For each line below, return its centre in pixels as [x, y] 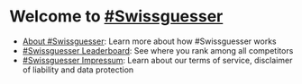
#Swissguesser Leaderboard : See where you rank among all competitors [158, 50]
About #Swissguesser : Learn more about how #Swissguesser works [149, 41]
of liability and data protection [78, 70]
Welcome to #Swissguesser [116, 17]
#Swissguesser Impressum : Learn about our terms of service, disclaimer [157, 60]
